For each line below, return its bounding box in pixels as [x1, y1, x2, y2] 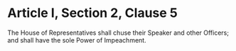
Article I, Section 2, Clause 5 [7, 5, 178, 21]
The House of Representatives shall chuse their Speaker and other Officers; [7, 28, 230, 37]
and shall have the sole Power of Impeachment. [7, 35, 147, 44]
